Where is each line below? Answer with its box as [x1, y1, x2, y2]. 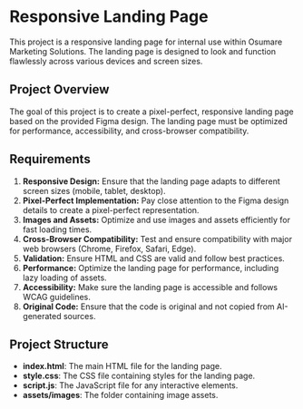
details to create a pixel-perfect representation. [22, 204, 200, 215]
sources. [63, 310, 96, 321]
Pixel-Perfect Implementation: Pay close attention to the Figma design [22, 195, 289, 206]
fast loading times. [22, 224, 93, 235]
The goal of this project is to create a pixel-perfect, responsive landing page [9, 106, 294, 117]
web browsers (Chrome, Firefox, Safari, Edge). [22, 243, 197, 254]
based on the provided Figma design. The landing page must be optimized [9, 115, 288, 126]
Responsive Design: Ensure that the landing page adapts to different [22, 175, 281, 187]
